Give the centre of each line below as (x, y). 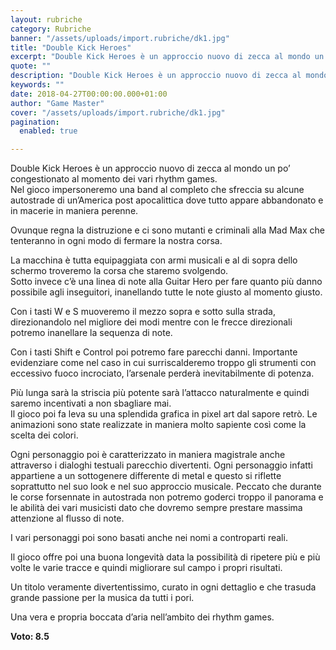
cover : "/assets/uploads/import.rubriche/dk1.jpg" (118, 112)
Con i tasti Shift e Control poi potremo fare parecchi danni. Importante (154, 352)
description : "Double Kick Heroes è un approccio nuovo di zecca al (156, 76)
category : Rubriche (51, 29)
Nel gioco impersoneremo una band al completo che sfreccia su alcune (157, 190)
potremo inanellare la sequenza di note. (91, 333)
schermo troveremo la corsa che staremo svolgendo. (119, 271)
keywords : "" (37, 85)
